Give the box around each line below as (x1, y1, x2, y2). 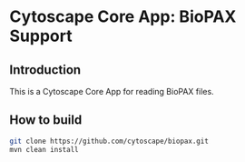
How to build (9, 112, 83, 128)
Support (9, 25, 73, 46)
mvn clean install (9, 145, 79, 154)
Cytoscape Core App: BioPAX (9, 6, 237, 27)
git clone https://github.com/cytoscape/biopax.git (9, 137, 209, 146)
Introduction (9, 62, 82, 77)
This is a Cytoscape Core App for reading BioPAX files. (9, 86, 215, 96)
